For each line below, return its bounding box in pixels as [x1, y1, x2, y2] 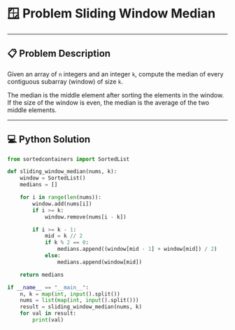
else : [44, 252, 61, 259]
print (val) [32, 317, 64, 324]
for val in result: [20, 310, 77, 317]
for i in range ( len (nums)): [20, 194, 101, 201]
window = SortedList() [20, 174, 86, 182]
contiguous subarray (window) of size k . [7, 77, 124, 85]
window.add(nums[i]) [32, 200, 92, 207]
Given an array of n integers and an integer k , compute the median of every [7, 69, 224, 78]
